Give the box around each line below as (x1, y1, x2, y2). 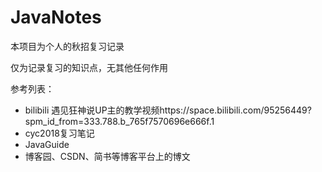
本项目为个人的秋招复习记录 (10, 40, 125, 52)
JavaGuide (24, 138, 70, 150)
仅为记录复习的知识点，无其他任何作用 (10, 61, 168, 73)
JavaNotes (10, 6, 102, 29)
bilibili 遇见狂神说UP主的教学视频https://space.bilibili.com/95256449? (24, 104, 312, 116)
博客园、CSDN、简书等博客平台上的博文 (24, 150, 191, 162)
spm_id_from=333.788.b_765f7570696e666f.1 (24, 115, 215, 127)
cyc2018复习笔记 (24, 127, 95, 139)
